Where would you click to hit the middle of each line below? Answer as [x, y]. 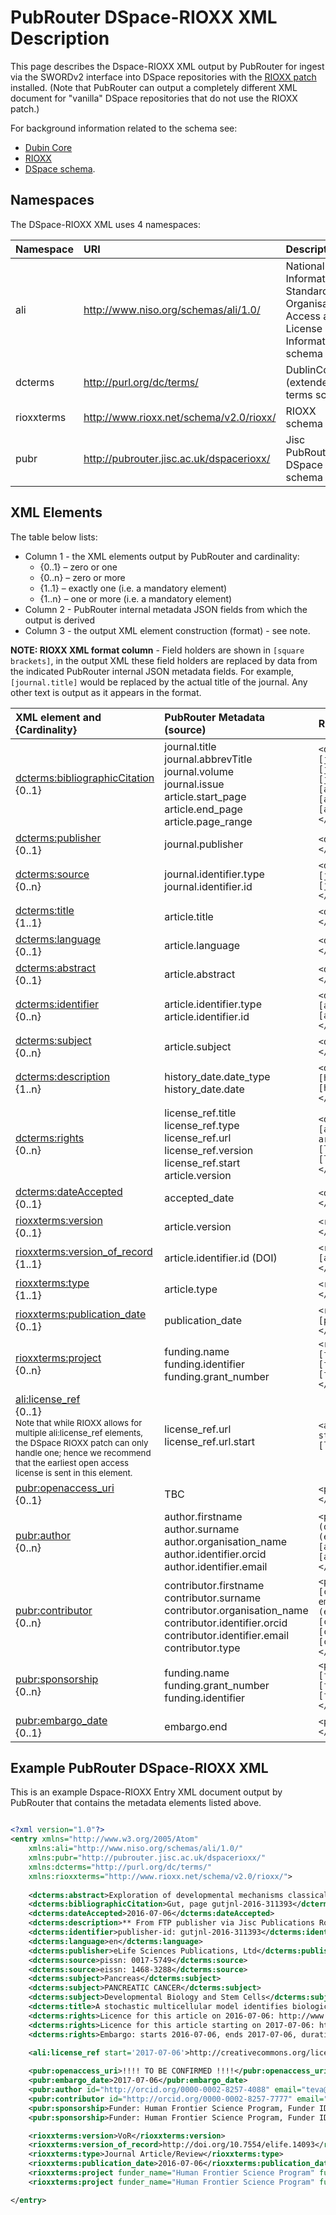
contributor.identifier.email [227, 1635]
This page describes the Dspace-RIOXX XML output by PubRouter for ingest [167, 66]
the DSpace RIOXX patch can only [82, 1442]
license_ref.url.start [210, 1441]
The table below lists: [54, 537]
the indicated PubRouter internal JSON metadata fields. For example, [152, 671]
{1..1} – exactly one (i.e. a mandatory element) [133, 588]
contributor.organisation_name [236, 1610]
